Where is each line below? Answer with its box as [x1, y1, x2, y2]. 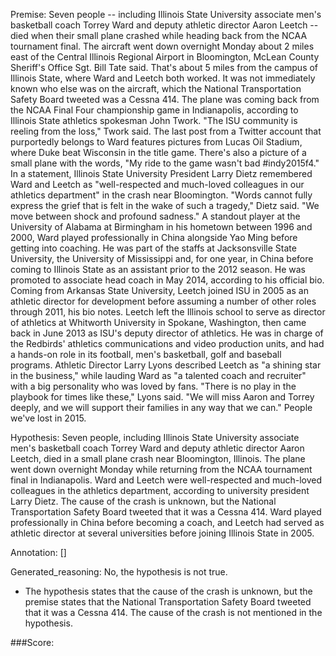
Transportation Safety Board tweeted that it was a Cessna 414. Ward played [10, 506, 322, 518]
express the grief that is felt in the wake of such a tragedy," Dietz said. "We [10, 200, 320, 211]
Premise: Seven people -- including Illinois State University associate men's [10, 9, 322, 20]
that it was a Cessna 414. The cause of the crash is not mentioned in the [24, 607, 323, 618]
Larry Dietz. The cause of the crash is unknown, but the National [10, 495, 277, 507]
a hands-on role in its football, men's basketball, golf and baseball [10, 349, 282, 360]
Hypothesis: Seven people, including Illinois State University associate [10, 432, 300, 443]
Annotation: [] [10, 547, 67, 558]
